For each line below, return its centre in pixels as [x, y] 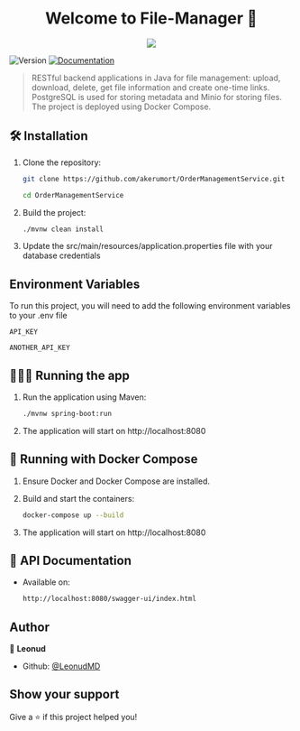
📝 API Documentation [71, 560]
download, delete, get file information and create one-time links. [150, 87]
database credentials [61, 255]
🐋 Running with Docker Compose [104, 459]
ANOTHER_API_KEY [40, 348]
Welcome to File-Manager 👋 [151, 19]
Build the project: [54, 212]
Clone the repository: [62, 162]
